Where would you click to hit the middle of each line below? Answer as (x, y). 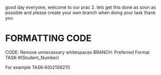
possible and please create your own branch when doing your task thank (80, 13)
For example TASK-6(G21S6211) (38, 67)
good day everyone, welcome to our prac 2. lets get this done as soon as (81, 7)
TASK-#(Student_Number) (32, 57)
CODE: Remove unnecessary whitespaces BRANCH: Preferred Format (77, 52)
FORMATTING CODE (48, 39)
